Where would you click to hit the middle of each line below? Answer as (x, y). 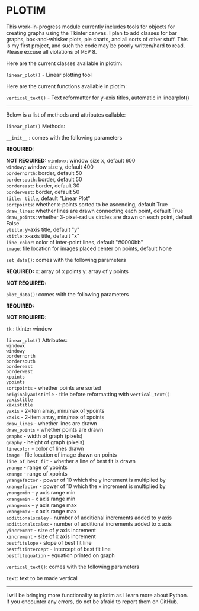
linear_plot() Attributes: (37, 340)
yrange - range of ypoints (37, 467)
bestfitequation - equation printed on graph (61, 555)
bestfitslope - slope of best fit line (49, 542)
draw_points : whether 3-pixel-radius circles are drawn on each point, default (99, 217)
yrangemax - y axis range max (41, 505)
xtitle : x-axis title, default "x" (43, 236)
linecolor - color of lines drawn (45, 448)
